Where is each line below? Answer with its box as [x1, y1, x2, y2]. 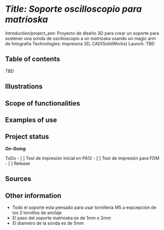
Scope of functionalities [5, 99, 80, 107]
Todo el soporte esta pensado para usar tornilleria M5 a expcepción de [12, 204, 157, 210]
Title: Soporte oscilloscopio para [5, 3, 142, 15]
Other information [5, 191, 62, 200]
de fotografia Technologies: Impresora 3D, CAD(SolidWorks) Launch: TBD [5, 40, 155, 46]
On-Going [5, 145, 26, 151]
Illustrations [5, 82, 43, 91]
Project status [5, 132, 49, 141]
